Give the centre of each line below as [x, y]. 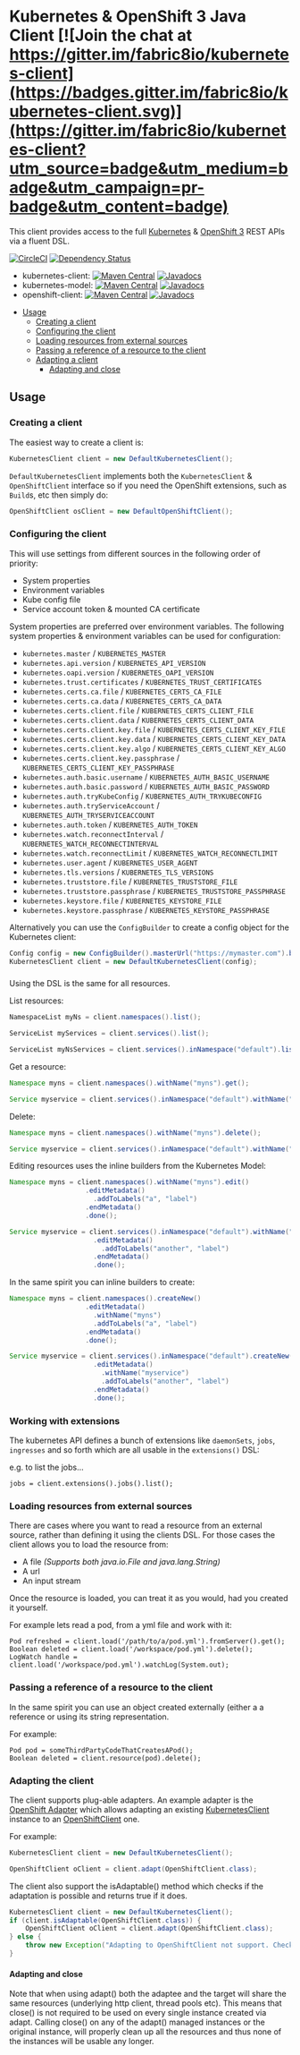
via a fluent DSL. [39, 241]
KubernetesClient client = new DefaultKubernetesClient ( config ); [133, 961]
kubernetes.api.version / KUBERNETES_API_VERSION [114, 662]
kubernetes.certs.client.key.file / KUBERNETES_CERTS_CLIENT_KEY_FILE [154, 729]
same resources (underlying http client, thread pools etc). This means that [146, 2003]
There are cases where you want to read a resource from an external [136, 1526]
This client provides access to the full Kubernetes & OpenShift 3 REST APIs [147, 231]
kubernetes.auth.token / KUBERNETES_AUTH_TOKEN [110, 824]
